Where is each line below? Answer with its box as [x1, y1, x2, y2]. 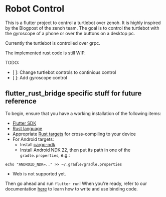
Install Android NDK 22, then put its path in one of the [20, 147, 131, 153]
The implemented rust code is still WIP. [5, 50, 86, 56]
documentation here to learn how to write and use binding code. [5, 185, 138, 191]
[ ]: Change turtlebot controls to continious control [12, 69, 116, 75]
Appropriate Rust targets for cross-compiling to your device [12, 131, 136, 137]
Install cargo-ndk [20, 141, 56, 147]
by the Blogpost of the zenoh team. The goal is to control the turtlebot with [5, 25, 159, 31]
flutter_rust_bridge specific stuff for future [5, 89, 142, 98]
